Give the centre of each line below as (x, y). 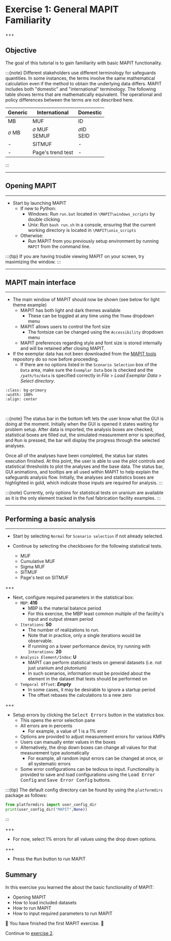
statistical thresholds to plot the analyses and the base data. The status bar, (84, 466)
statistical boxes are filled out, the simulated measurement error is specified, (85, 435)
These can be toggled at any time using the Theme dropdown (91, 316)
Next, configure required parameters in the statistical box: (73, 597)
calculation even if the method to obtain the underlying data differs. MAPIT (83, 83)
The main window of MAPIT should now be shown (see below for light (86, 299)
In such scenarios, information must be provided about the (89, 673)
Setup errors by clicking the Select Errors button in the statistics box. (89, 715)
